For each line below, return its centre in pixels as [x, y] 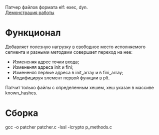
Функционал [33, 33]
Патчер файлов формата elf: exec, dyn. [47, 7]
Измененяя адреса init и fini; [43, 67]
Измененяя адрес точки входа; [46, 62]
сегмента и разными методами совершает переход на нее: [69, 52]
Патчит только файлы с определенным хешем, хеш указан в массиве [79, 87]
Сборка [22, 113]
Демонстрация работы [30, 13]
